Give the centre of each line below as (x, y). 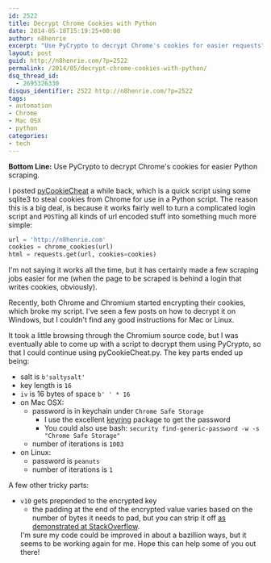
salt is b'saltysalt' (52, 377)
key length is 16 (46, 386)
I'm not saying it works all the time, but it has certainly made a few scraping (134, 270)
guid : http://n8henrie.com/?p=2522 (68, 61)
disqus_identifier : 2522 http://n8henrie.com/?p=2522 (101, 91)
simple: (21, 225)
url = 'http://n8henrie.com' (57, 240)
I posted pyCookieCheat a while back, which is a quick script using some (130, 190)
